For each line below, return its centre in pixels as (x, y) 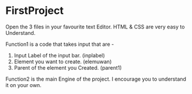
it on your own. (23, 85)
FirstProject (35, 11)
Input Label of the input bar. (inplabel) (59, 55)
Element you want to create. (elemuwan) (63, 62)
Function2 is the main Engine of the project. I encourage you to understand (96, 79)
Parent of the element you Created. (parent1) (68, 67)
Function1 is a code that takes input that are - (60, 44)
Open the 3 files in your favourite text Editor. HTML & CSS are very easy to (95, 27)
